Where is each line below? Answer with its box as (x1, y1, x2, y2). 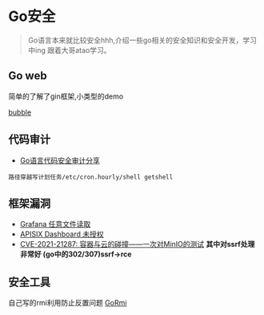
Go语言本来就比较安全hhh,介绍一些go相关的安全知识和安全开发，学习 (27, 35, 258, 45)
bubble (8, 107, 32, 117)
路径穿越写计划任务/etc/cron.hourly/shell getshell (8, 173, 174, 181)
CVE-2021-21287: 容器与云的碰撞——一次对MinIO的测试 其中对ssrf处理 (19, 240, 255, 249)
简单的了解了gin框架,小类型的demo (8, 91, 124, 101)
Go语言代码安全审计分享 (19, 155, 100, 165)
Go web (8, 69, 47, 83)
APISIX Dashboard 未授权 (19, 229, 104, 239)
